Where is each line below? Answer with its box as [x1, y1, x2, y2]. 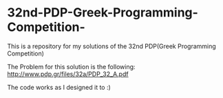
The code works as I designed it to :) [7, 83, 111, 91]
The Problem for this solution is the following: [7, 62, 136, 71]
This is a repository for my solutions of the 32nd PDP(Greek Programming [7, 42, 217, 50]
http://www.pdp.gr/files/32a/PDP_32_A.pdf [7, 70, 129, 78]
